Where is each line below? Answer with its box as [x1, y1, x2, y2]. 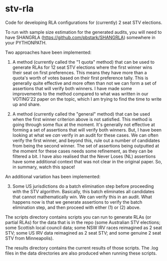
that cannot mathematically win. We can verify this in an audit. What [12, 194, 152, 200]
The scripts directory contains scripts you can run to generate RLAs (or [5, 214, 152, 220]
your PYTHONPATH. [5, 39, 47, 45]
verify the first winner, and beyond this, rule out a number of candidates [12, 137, 161, 143]
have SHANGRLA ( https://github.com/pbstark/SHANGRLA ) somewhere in [5, 34, 156, 40]
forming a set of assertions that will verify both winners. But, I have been [12, 127, 162, 132]
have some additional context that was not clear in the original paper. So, [12, 158, 163, 164]
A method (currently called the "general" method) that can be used [12, 111, 151, 117]
